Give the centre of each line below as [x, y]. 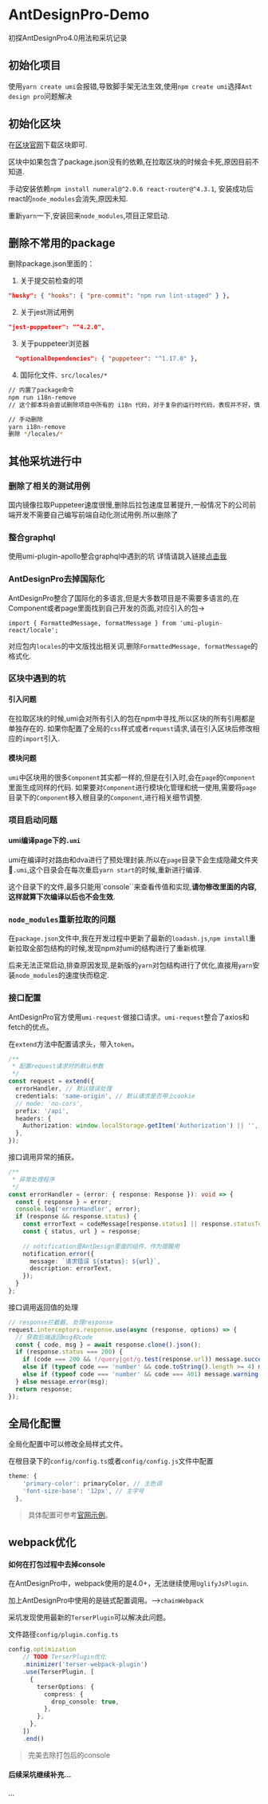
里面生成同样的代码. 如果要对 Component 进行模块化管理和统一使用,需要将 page [132, 787]
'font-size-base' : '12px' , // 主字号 [83, 1492]
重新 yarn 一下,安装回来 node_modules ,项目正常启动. [89, 215]
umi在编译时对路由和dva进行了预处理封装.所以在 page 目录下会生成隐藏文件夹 [133, 860]
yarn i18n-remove [37, 427]
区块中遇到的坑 [37, 678]
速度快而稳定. [87, 976]
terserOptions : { [65, 1687]
